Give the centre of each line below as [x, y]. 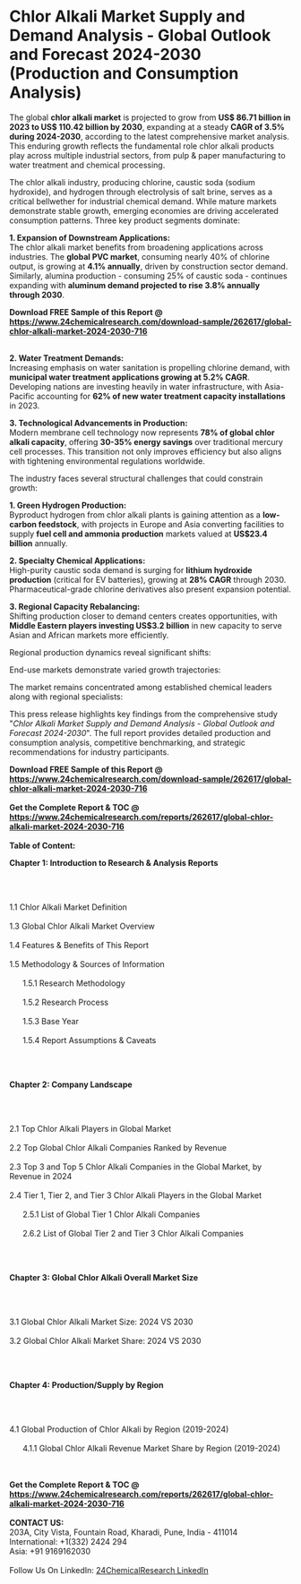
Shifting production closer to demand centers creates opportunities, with [143, 616]
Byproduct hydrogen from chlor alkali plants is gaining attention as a [135, 514]
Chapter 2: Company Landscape [71, 1084]
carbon [23, 524]
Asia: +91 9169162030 [50, 1551]
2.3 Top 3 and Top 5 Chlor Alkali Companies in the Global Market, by [136, 1167]
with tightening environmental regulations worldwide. [107, 461]
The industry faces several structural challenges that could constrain [136, 478]
